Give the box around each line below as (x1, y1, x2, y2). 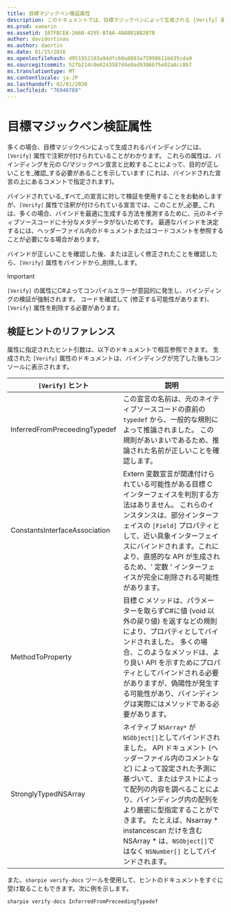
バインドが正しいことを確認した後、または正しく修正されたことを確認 (7, 250, 206, 259)
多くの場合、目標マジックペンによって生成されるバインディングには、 (7, 143, 205, 152)
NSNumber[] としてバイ (145, 846, 217, 855)
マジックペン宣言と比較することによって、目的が (69, 160, 208, 169)
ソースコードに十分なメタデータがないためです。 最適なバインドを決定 (19, 218, 219, 226)
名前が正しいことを (150, 445, 213, 455)
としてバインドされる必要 (136, 668, 219, 678)
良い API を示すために (129, 658, 200, 667)
